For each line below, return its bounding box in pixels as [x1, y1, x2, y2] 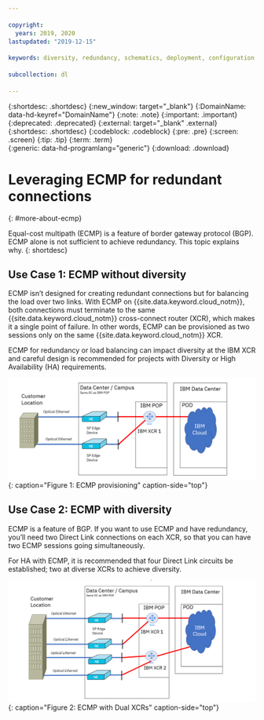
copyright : [8, 20, 44, 29]
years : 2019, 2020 [15, 29, 76, 37]
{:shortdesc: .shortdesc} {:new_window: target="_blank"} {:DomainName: [8, 101, 247, 111]
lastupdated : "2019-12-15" [8, 38, 97, 46]
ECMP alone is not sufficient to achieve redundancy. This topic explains [8, 236, 240, 247]
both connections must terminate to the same [8, 305, 156, 315]
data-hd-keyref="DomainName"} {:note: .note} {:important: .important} [8, 110, 238, 119]
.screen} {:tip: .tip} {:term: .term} [8, 134, 113, 144]
